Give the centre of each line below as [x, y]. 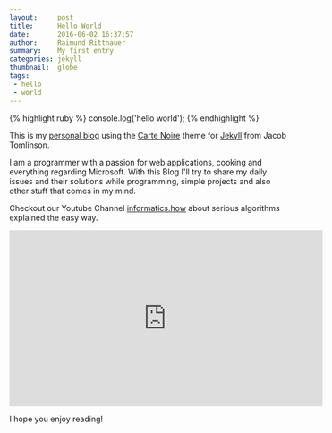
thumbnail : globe [43, 68]
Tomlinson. [30, 145]
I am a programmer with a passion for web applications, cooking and [136, 162]
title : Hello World [55, 26]
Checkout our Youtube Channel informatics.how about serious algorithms [145, 208]
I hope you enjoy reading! [56, 419]
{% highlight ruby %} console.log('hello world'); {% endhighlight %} [134, 118]
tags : [19, 76]
